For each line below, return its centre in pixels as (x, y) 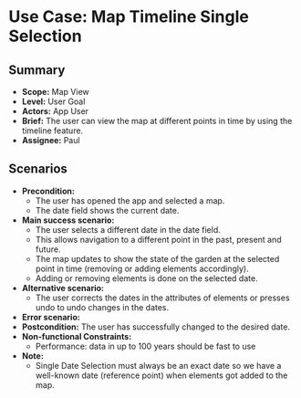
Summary (37, 70)
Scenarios (38, 169)
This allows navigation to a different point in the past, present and (158, 239)
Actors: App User (55, 111)
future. (48, 249)
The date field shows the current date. (107, 210)
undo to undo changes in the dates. (102, 307)
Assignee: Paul (51, 140)
